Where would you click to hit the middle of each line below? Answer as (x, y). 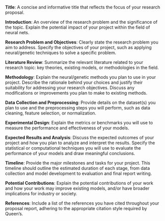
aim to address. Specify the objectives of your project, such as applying (79, 47)
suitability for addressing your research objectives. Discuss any (70, 88)
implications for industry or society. (41, 193)
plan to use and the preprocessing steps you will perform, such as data (78, 108)
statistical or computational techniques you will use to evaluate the (73, 148)
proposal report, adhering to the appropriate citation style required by (76, 208)
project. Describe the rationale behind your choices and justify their (74, 82)
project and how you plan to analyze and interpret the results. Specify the (80, 143)
